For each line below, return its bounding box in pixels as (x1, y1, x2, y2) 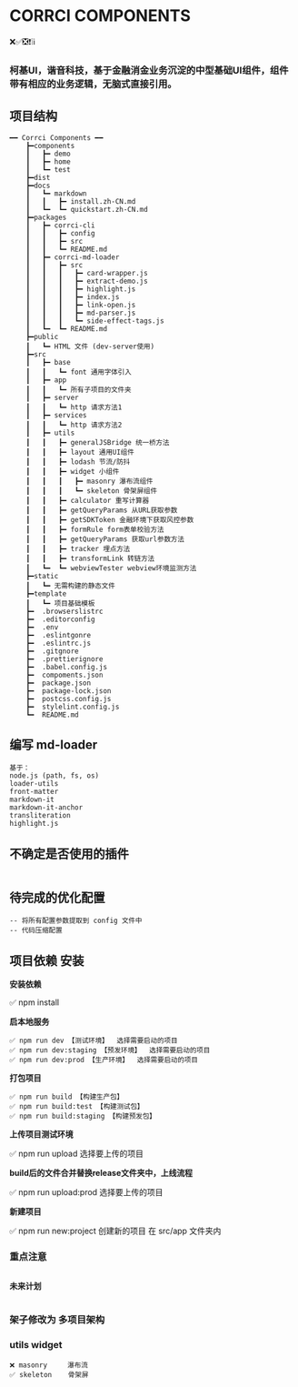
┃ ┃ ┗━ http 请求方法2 (25, 420, 123, 429)
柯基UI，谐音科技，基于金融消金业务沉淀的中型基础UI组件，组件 (9, 64, 289, 76)
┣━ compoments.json (25, 670, 104, 679)
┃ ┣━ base (25, 357, 71, 367)
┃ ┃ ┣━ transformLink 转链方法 (25, 554, 155, 563)
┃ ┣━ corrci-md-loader (25, 252, 120, 262)
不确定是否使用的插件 (9, 846, 129, 861)
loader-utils (9, 779, 59, 789)
